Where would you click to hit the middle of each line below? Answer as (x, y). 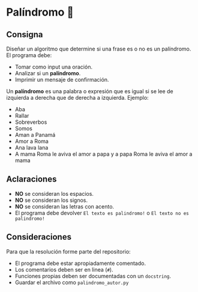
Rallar (22, 116)
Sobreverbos (31, 122)
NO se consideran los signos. (51, 200)
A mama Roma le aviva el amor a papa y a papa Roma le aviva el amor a (103, 154)
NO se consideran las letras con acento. (64, 206)
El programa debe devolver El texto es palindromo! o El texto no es (102, 213)
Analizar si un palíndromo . (48, 73)
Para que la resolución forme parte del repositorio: (68, 251)
